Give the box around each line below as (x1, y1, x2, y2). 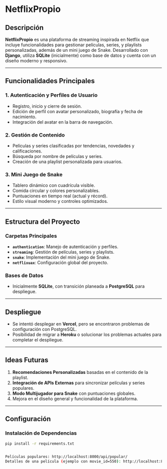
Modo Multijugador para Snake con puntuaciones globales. (12, 390, 136, 396)
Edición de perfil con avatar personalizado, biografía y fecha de (12, 108, 143, 114)
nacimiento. (12, 114, 37, 120)
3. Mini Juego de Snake (5, 171, 63, 178)
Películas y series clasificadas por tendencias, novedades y (12, 143, 135, 149)
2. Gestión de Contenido (5, 131, 65, 138)
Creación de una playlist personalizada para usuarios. (12, 158, 123, 164)
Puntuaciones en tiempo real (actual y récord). (12, 193, 108, 199)
